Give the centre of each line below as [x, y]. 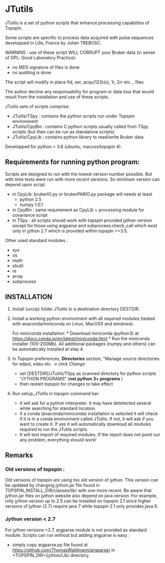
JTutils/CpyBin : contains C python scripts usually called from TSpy [80, 126]
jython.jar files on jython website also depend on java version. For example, [81, 496]
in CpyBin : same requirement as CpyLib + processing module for [78, 210]
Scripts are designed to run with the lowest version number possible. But [79, 174]
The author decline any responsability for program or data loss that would [80, 91]
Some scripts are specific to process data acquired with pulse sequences [79, 38]
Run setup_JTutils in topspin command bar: [56, 393]
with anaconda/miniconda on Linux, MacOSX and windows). [73, 323]
